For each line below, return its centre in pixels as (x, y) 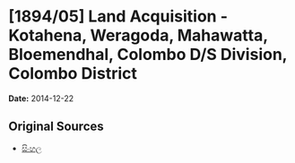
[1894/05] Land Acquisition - (118, 17)
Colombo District (73, 74)
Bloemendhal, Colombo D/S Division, (148, 55)
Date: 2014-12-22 (41, 98)
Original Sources (56, 127)
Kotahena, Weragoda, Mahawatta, (138, 35)
